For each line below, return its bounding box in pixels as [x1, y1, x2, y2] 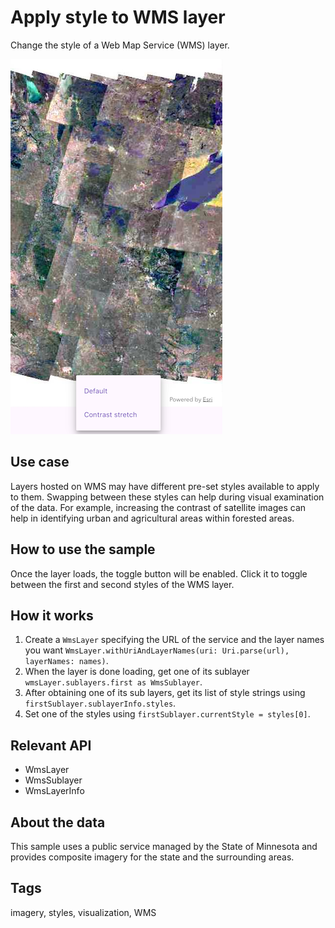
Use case [10, 454, 70, 471]
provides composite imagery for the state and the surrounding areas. [10, 851, 295, 863]
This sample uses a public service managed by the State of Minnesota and [10, 841, 318, 852]
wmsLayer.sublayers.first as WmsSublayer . [24, 676, 203, 688]
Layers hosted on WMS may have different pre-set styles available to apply [10, 480, 320, 492]
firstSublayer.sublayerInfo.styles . [24, 697, 177, 710]
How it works [10, 607, 94, 624]
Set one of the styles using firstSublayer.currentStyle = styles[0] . [24, 708, 311, 720]
